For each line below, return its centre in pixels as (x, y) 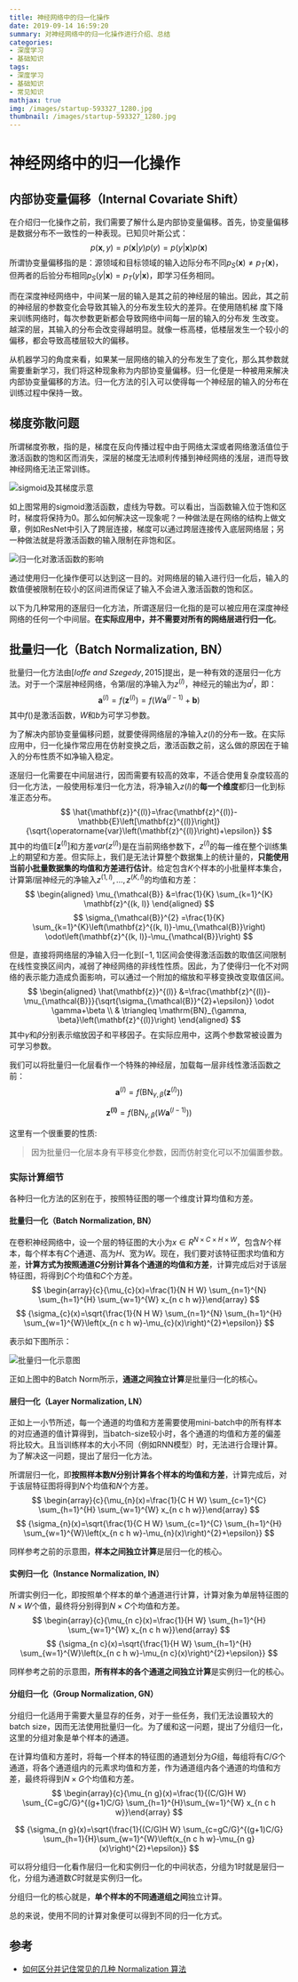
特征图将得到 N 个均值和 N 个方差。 (93, 1486)
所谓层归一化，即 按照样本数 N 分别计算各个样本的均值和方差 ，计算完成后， (144, 1475)
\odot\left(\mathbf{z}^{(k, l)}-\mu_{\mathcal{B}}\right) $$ (149, 936)
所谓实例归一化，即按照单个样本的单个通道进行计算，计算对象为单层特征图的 (149, 1595)
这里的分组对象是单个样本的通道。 (71, 1737)
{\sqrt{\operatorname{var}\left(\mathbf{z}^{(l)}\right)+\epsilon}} (143, 830)
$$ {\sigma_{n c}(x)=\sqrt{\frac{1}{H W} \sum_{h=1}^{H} (149, 1644)
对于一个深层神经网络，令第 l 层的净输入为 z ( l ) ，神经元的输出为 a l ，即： (150, 683)
